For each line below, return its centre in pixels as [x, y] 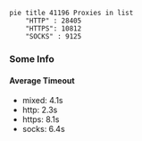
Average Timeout [42, 80]
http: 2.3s [40, 110]
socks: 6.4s [43, 129]
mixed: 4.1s [42, 101]
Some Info [32, 58]
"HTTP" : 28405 [54, 21]
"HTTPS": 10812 [54, 29]
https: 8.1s [41, 119]
